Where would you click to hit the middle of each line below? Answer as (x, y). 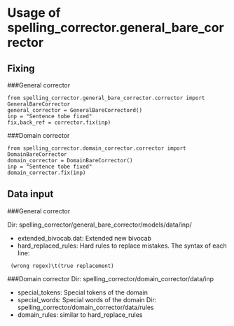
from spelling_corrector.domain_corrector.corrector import (97, 148)
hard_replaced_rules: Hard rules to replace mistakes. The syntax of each (122, 246)
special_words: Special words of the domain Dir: (87, 299)
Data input (30, 194)
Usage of (34, 13)
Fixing (21, 68)
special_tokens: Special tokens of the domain (83, 292)
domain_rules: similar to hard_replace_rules (80, 314)
